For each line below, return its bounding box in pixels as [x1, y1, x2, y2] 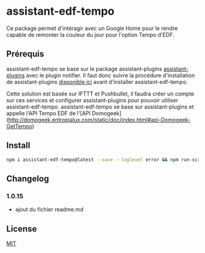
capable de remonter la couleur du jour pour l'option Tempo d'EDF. [6, 31, 174, 38]
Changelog [6, 173, 49, 184]
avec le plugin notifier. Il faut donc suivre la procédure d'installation [26, 72, 195, 79]
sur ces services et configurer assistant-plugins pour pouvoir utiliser [6, 96, 179, 104]
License [6, 224, 37, 234]
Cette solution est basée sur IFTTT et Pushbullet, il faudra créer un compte [6, 90, 195, 97]
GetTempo [6, 123, 32, 130]
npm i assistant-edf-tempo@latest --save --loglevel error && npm [6, 156, 179, 163]
